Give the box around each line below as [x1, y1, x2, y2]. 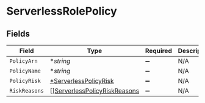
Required [145, 47, 172, 55]
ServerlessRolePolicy [6, 4, 117, 18]
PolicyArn [9, 58, 38, 65]
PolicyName [9, 68, 41, 74]
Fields [6, 29, 31, 39]
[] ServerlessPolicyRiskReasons [49, 87, 140, 95]
